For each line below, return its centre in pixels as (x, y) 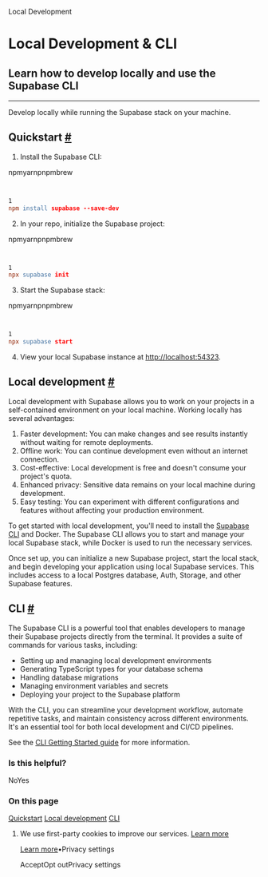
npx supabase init (39, 275)
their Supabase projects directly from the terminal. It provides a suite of (126, 636)
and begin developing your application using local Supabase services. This (131, 566)
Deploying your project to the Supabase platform (100, 694)
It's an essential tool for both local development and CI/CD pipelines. (121, 727)
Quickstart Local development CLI (64, 819)
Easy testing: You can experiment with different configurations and (129, 502)
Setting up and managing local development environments (116, 660)
